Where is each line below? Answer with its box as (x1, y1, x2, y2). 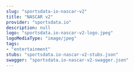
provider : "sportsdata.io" (6, 19, 72, 25)
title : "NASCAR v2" (6, 14, 54, 20)
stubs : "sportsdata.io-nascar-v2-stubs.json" (6, 52, 118, 57)
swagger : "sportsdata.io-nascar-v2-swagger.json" (6, 57, 129, 63)
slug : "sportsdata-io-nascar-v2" (6, 8, 87, 15)
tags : (6, 41, 19, 47)
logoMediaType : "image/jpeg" (6, 35, 77, 41)
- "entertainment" (6, 46, 51, 52)
